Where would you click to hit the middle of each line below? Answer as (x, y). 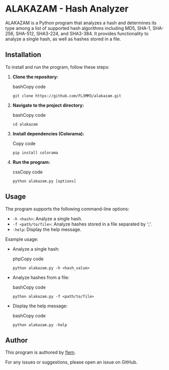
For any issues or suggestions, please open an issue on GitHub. (71, 362)
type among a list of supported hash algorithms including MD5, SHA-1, (78, 28)
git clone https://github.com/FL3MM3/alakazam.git (67, 96)
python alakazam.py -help (40, 325)
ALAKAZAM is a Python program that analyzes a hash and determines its (81, 23)
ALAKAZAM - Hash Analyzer (67, 9)
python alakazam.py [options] (44, 181)
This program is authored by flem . (40, 352)
